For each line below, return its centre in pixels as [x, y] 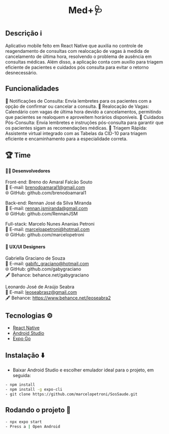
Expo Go [22, 338]
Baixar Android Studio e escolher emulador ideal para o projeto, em [83, 370]
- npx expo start [24, 422]
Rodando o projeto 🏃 [38, 410]
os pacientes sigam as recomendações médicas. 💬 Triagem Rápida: [76, 128]
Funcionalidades [32, 89]
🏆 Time [18, 155]
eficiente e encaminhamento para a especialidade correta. [66, 139]
